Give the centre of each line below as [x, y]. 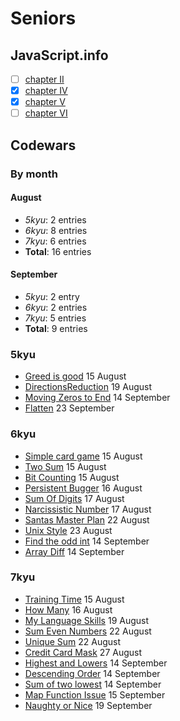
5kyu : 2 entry [52, 296]
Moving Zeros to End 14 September [97, 398]
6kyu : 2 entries [56, 307]
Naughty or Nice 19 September [88, 705]
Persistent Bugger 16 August [83, 488]
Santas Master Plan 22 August [87, 519]
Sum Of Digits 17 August [74, 498]
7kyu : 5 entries [55, 318]
